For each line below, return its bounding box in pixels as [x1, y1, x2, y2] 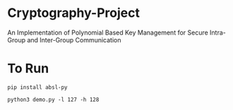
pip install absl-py [7, 83, 68, 91]
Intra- [209, 28, 226, 37]
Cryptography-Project [7, 5, 140, 21]
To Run [7, 61, 49, 77]
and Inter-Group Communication [27, 35, 121, 44]
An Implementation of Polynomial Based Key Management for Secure [7, 28, 208, 37]
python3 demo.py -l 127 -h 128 [7, 96, 100, 103]
